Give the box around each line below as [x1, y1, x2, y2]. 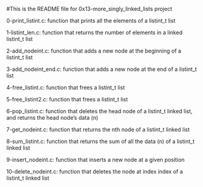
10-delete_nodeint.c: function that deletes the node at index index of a [6, 168, 183, 175]
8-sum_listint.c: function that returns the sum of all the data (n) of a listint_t [6, 137, 195, 145]
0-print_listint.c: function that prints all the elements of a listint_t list [6, 17, 175, 24]
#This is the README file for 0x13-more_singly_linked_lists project [6, 5, 172, 12]
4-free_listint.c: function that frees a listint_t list [6, 84, 125, 91]
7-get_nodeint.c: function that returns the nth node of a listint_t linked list [6, 126, 190, 133]
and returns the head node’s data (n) [6, 114, 99, 121]
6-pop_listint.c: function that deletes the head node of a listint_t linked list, [6, 108, 193, 115]
